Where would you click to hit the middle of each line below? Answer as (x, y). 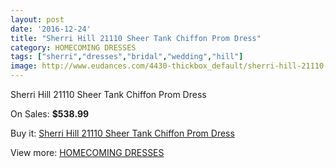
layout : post (37, 19)
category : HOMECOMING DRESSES (73, 47)
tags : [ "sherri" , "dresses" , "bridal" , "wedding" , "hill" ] (127, 57)
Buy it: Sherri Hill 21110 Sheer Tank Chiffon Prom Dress (122, 133)
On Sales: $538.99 (50, 114)
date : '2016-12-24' (51, 29)
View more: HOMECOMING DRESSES (87, 152)
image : (24, 66)
